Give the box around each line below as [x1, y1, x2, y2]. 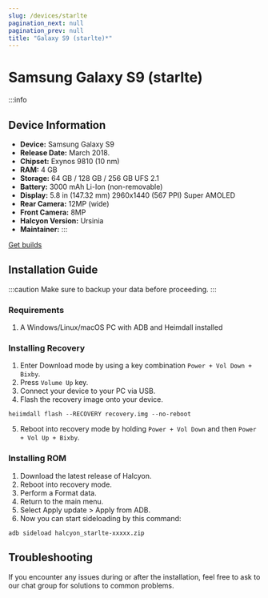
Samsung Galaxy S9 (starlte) [8, 69, 203, 86]
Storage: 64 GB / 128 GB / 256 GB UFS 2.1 [19, 174, 160, 183]
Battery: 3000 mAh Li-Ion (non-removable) [19, 182, 163, 191]
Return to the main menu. [19, 496, 104, 506]
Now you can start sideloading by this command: [19, 513, 182, 523]
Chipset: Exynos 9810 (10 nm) [19, 157, 120, 166]
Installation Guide [8, 263, 98, 277]
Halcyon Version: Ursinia [19, 216, 104, 225]
